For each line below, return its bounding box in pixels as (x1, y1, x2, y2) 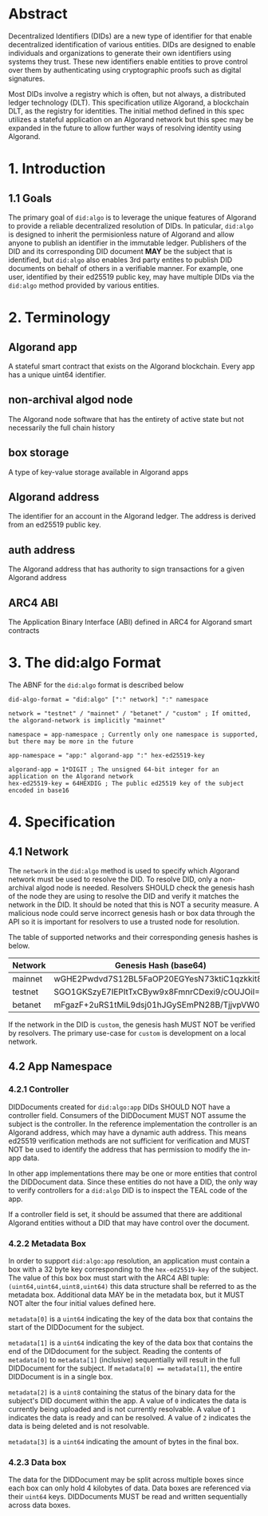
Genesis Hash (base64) (114, 960, 207, 971)
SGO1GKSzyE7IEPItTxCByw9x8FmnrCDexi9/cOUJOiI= (53, 986, 261, 997)
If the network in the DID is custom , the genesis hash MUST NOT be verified (8, 1020, 256, 1029)
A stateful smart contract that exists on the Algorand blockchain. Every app (8, 361, 255, 371)
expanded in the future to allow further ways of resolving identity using (8, 123, 242, 133)
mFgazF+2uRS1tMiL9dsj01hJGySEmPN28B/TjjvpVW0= (53, 999, 266, 1010)
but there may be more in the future (8, 737, 134, 746)
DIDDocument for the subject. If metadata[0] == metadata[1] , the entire (8, 1363, 243, 1373)
